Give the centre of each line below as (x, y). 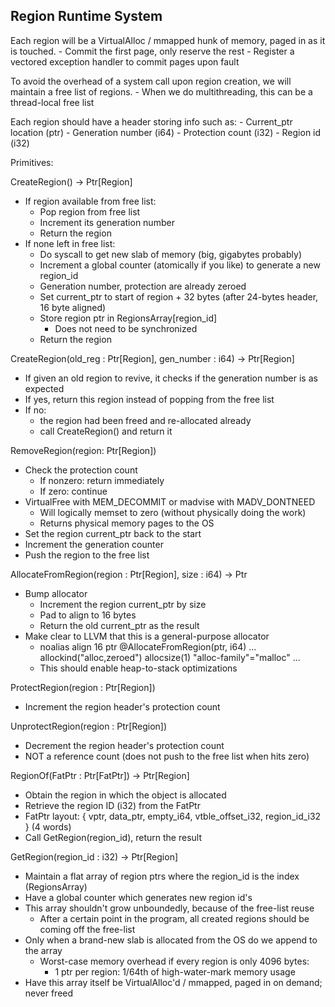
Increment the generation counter (94, 544)
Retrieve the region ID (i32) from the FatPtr (112, 805)
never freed (49, 993)
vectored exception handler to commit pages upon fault (125, 61)
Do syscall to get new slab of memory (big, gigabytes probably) (170, 254)
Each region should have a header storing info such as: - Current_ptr (151, 121)
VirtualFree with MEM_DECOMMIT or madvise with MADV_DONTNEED (170, 501)
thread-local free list (52, 102)
